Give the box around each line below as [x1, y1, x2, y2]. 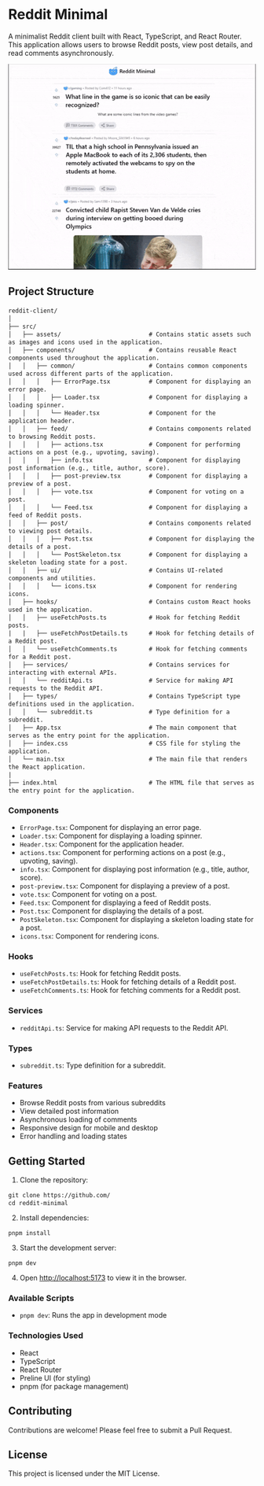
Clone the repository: [19, 1175, 89, 1185]
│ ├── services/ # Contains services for [8, 661, 230, 669]
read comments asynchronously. [8, 48, 115, 57]
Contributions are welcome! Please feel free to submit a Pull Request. [8, 1425, 233, 1435]
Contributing [8, 1404, 72, 1418]
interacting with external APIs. [8, 669, 118, 677]
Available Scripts [8, 1292, 75, 1303]
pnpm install [8, 1230, 51, 1237]
